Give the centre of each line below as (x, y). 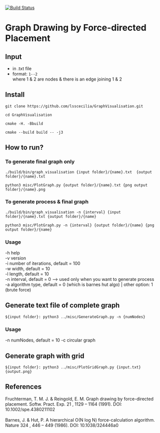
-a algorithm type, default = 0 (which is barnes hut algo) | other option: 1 (79, 285)
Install (15, 95)
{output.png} (19, 372)
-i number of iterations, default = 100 (43, 263)
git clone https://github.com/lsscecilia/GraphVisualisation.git (74, 106)
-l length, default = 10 (27, 274)
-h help (13, 253)
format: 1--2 (25, 74)
